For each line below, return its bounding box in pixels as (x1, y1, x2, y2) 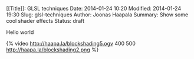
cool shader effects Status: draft (6, 18, 84, 24)
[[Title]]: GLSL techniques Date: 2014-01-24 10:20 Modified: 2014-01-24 (6, 5, 182, 12)
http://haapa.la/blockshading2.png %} (6, 46, 99, 53)
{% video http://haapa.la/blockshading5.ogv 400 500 (6, 40, 136, 47)
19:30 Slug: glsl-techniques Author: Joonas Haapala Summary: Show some (6, 11, 189, 18)
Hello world (6, 29, 34, 36)
